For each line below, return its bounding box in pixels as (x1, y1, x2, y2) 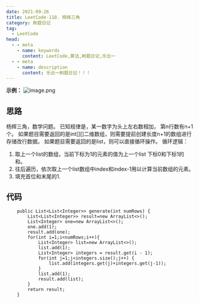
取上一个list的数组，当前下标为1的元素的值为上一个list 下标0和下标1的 (14, 150, 185, 158)
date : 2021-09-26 (6, 8, 49, 15)
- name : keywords (17, 48, 60, 54)
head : (6, 36, 20, 42)
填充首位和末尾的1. (14, 173, 61, 180)
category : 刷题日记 (6, 20, 51, 26)
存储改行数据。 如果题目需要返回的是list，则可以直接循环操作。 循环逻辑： (6, 138, 189, 145)
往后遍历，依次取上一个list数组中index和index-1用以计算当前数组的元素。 (14, 165, 194, 173)
